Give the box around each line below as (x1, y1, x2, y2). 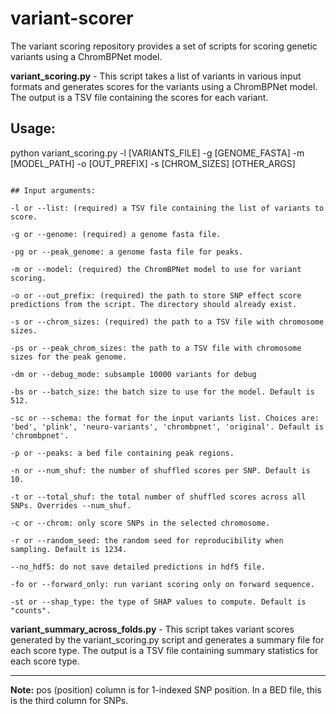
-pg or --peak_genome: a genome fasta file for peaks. (10, 247, 244, 257)
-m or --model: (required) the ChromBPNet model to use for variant (10, 264, 302, 274)
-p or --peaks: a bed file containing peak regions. (10, 448, 235, 458)
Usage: (10, 120, 57, 137)
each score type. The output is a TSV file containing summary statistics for (10, 644, 319, 656)
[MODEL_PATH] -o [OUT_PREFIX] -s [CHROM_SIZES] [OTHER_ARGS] (10, 157, 296, 169)
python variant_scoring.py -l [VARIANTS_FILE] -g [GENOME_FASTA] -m (10, 147, 305, 159)
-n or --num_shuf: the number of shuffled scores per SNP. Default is (10, 465, 311, 476)
